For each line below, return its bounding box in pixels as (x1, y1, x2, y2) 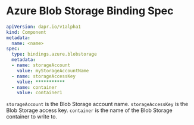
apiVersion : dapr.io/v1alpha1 (6, 24, 82, 30)
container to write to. (6, 113, 58, 120)
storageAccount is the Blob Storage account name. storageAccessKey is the (6, 101, 189, 108)
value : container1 (17, 90, 62, 96)
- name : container (11, 84, 58, 90)
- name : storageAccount (11, 62, 70, 69)
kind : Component (6, 29, 46, 35)
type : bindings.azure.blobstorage (11, 52, 97, 57)
